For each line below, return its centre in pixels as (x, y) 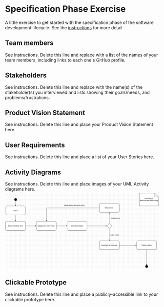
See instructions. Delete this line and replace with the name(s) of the (74, 87)
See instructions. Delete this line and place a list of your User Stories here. (80, 157)
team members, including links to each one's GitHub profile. (65, 60)
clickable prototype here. (30, 299)
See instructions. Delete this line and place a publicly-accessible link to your (82, 294)
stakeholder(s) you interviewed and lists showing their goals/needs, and (77, 92)
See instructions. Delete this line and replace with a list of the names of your (82, 55)
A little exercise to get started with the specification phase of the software (79, 22)
